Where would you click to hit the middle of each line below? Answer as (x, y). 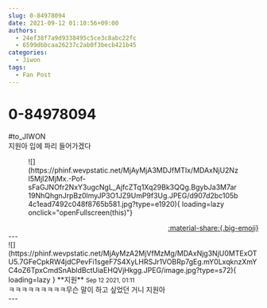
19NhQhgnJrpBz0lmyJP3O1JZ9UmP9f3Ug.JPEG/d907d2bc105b (133, 195)
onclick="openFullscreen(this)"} (81, 212)
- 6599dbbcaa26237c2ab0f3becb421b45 (76, 45)
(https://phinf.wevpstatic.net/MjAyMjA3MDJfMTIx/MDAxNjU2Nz (133, 170)
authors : (23, 30)
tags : (17, 68)
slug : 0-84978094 (37, 16)
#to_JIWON (27, 136)
